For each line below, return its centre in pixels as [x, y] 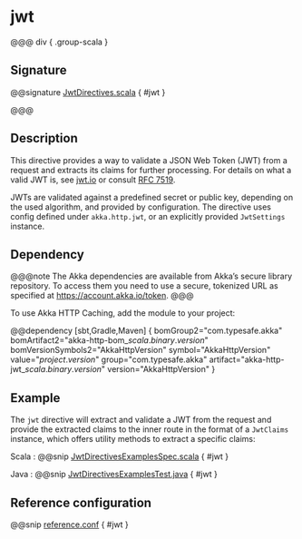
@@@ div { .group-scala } [59, 42]
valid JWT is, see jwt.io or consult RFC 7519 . [93, 180]
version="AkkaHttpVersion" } [161, 369]
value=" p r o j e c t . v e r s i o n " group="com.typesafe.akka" [109, 359]
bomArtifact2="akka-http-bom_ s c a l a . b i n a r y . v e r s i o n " [109, 340]
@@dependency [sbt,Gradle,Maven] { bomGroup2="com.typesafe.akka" [146, 331]
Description [44, 138]
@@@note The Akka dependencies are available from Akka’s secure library [151, 276]
